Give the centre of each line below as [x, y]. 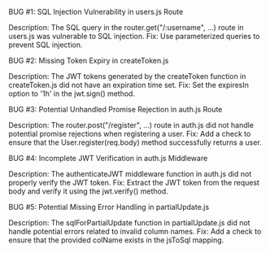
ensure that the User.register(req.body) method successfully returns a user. [135, 142]
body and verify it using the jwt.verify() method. [88, 191]
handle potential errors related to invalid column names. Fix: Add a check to [135, 231]
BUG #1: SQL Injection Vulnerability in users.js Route [96, 12]
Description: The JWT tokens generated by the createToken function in [127, 76]
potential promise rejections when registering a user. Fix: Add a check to [130, 134]
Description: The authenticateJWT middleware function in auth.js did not [130, 174]
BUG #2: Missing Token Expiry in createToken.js [89, 61]
